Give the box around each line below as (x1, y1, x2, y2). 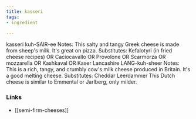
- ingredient (6, 19, 38, 25)
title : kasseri (6, 8, 43, 15)
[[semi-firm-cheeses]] (14, 107, 69, 114)
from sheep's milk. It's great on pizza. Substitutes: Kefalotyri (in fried (6, 47, 173, 54)
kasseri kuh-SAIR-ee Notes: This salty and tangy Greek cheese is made (6, 41, 180, 48)
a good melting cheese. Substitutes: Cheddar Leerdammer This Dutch (6, 72, 175, 80)
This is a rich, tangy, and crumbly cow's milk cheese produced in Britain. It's (6, 66, 191, 73)
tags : (6, 14, 19, 20)
